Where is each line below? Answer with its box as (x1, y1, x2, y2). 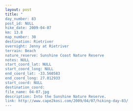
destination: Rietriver (5, 39, 54, 44)
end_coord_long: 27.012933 (5, 76, 60, 81)
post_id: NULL (5, 21, 34, 26)
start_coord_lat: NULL (5, 62, 52, 67)
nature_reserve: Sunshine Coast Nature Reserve (5, 53, 105, 58)
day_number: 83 (5, 16, 36, 21)
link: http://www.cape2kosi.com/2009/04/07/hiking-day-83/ (5, 99, 129, 104)
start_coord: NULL (5, 80, 43, 85)
